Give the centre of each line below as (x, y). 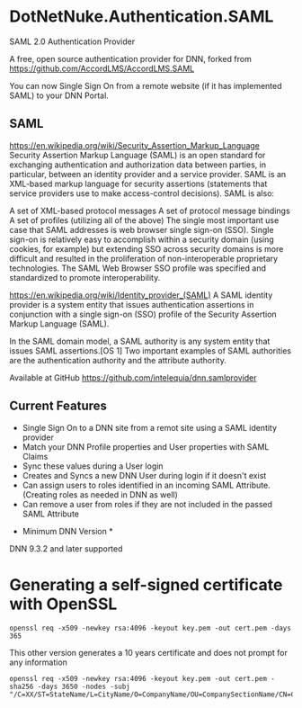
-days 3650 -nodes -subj (84, 686)
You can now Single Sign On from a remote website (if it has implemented (146, 85)
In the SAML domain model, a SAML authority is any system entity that (140, 341)
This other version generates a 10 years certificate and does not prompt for (148, 652)
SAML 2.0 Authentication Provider (72, 41)
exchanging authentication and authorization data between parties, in (138, 165)
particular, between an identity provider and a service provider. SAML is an (148, 174)
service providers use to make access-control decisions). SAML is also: (142, 193)
